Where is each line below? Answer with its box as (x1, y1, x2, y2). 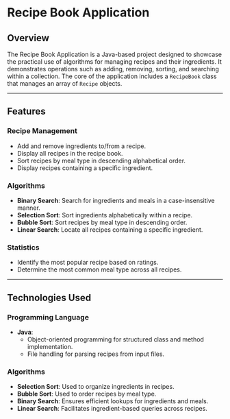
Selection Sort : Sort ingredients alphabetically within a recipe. (16, 211, 193, 219)
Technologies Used (7, 291, 91, 303)
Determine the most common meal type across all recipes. (16, 265, 182, 274)
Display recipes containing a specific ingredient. (16, 163, 153, 172)
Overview (7, 32, 50, 44)
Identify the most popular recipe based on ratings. (16, 259, 159, 267)
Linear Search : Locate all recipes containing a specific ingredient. (16, 225, 203, 234)
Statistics (7, 242, 40, 252)
